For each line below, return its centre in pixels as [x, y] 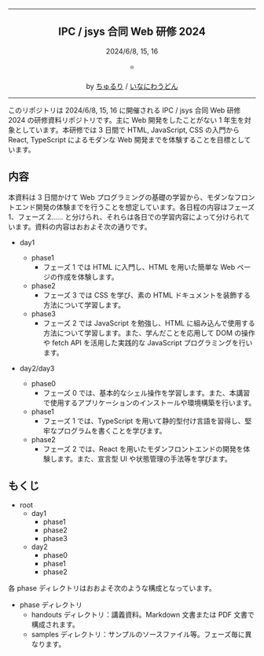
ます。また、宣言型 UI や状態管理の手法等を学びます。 [144, 459]
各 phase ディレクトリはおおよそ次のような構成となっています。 [112, 588]
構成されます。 [55, 625]
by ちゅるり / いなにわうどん [132, 86]
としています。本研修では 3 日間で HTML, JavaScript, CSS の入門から [127, 130]
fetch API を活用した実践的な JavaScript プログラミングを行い [152, 342]
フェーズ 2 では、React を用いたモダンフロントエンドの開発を [143, 448]
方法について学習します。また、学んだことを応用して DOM [138, 333]
